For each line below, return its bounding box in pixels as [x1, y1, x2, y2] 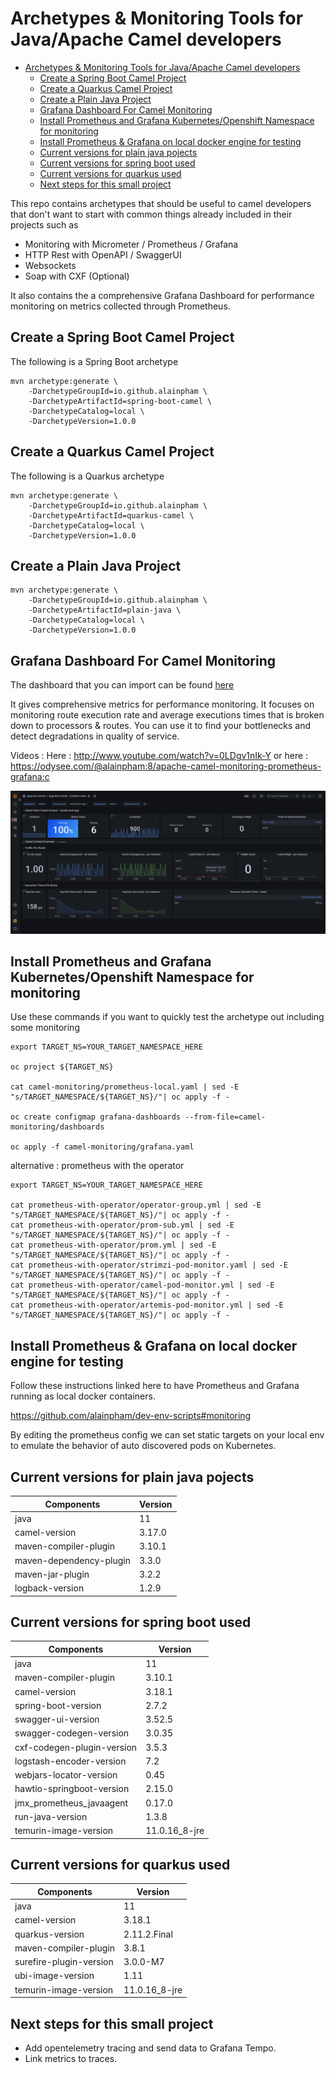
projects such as [10, 218, 79, 231]
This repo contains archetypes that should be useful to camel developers [10, 197, 312, 209]
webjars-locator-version [14, 1769, 118, 1781]
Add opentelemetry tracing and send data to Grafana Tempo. [24, 2042, 277, 2054]
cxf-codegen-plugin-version [14, 1741, 138, 1753]
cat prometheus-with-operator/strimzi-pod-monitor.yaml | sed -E [10, 1260, 288, 1271]
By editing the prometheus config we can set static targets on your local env [10, 1429, 325, 1441]
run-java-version [14, 1810, 88, 1822]
